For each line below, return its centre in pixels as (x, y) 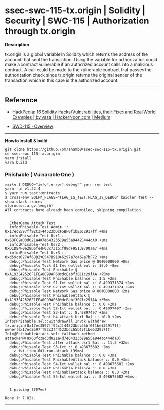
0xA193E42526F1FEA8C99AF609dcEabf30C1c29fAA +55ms (58, 274)
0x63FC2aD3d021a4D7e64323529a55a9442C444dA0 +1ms (57, 240)
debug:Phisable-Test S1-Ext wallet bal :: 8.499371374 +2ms (72, 283)
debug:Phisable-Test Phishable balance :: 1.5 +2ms (63, 279)
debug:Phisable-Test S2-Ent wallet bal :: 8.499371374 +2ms (72, 287)
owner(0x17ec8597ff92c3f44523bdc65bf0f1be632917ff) (59, 330)
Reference (21, 100)
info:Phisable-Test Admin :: (39, 227)
